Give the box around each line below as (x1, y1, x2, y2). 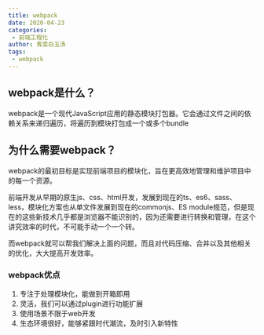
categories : (8, 26, 47, 34)
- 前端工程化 (11, 33, 49, 42)
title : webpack (8, 11, 58, 20)
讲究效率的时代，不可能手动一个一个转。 (8, 221, 139, 231)
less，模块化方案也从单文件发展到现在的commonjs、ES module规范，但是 (8, 202, 248, 212)
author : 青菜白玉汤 (8, 41, 66, 49)
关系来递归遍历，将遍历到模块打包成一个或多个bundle (14, 118, 189, 128)
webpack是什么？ (8, 86, 96, 100)
